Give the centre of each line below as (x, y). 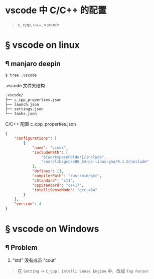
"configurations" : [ (36, 138)
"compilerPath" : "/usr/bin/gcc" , (67, 176)
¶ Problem (21, 247)
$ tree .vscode (21, 75)
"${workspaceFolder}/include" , (74, 157)
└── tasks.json (21, 114)
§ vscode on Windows (52, 229)
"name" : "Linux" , (50, 148)
